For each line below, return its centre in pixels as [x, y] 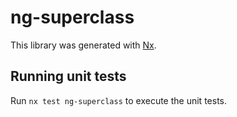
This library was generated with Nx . [83, 45]
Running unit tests [68, 76]
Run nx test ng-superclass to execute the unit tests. [118, 100]
